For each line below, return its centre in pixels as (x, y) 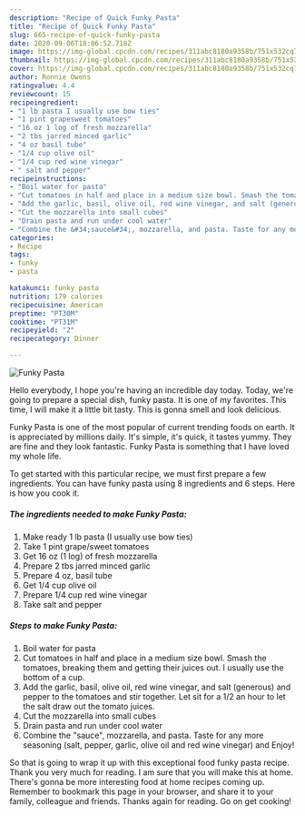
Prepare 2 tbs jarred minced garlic (87, 566)
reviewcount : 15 (40, 94)
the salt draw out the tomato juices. (89, 706)
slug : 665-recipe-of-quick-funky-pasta (85, 35)
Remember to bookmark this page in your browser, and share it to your (142, 791)
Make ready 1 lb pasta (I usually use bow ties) (108, 537)
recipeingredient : (44, 102)
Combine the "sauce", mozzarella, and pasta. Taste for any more (143, 735)
